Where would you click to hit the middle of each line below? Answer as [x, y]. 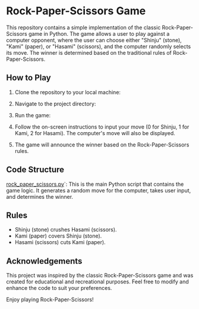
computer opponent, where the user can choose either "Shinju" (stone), [94, 40]
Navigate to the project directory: [55, 104]
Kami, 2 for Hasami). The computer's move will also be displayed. [95, 133]
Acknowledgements [44, 261]
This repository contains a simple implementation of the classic [83, 27]
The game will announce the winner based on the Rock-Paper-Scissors [102, 145]
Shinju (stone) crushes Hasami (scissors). [66, 230]
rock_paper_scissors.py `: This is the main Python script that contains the [95, 184]
